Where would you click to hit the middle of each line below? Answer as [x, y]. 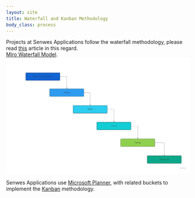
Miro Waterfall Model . [32, 54]
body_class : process [31, 25]
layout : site [22, 12]
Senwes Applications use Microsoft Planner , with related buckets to [87, 182]
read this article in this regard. [42, 48]
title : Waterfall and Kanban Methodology [57, 18]
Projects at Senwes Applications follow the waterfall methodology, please [94, 42]
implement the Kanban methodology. [51, 189]
